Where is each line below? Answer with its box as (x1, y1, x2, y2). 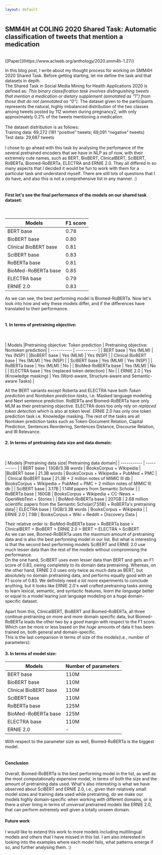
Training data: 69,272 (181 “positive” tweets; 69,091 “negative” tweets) (5, 129, 145, 135)
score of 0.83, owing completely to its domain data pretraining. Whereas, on (5, 562, 156, 568)
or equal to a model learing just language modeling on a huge (5, 593, 127, 599)
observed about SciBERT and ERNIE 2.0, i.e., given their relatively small (5, 786, 147, 792)
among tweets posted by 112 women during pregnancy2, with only (5, 109, 137, 114)
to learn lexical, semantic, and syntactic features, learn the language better (5, 588, 154, 594)
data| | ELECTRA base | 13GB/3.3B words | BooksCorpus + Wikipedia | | (5, 506, 148, 512)
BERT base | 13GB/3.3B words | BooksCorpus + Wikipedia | (23, 465, 141, 471)
